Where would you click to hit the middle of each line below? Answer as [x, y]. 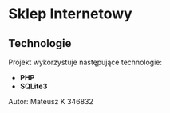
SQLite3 [34, 86]
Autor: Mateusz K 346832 [51, 101]
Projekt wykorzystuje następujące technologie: [85, 62]
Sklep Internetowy [71, 14]
